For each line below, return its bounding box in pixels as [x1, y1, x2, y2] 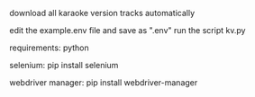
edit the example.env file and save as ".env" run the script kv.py [9, 25, 246, 35]
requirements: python [9, 42, 90, 53]
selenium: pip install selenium [9, 60, 119, 70]
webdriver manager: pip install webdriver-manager [9, 77, 198, 88]
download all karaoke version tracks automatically [9, 8, 196, 18]
